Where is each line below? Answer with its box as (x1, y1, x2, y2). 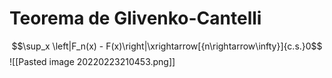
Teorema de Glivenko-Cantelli (9, 7, 262, 30)
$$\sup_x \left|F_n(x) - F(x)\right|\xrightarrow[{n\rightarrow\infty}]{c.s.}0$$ (11, 40, 323, 52)
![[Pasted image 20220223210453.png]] (9, 55, 176, 67)
